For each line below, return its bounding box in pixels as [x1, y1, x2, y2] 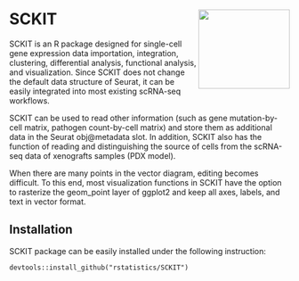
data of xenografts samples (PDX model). [25, 150, 176, 161]
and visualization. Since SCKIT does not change [9, 67, 185, 78]
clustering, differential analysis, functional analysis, [9, 57, 197, 68]
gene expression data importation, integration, [9, 47, 179, 58]
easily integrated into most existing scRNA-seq [9, 86, 182, 96]
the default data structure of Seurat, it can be [9, 76, 175, 87]
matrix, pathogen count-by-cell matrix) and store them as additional [23, 121, 273, 133]
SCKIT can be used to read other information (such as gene [9, 112, 229, 123]
